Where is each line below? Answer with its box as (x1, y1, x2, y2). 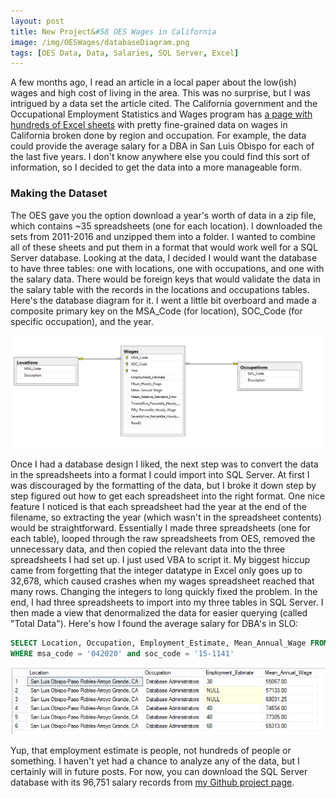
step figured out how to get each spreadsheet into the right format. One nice (10, 490, 326, 502)
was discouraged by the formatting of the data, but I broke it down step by (10, 480, 317, 492)
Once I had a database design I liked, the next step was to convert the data (10, 458, 319, 470)
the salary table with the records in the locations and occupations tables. (10, 283, 310, 295)
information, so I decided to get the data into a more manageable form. (10, 161, 302, 174)
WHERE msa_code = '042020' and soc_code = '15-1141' (10, 649, 235, 659)
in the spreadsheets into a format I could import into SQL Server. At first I (10, 469, 310, 481)
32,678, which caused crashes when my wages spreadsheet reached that (10, 575, 315, 587)
